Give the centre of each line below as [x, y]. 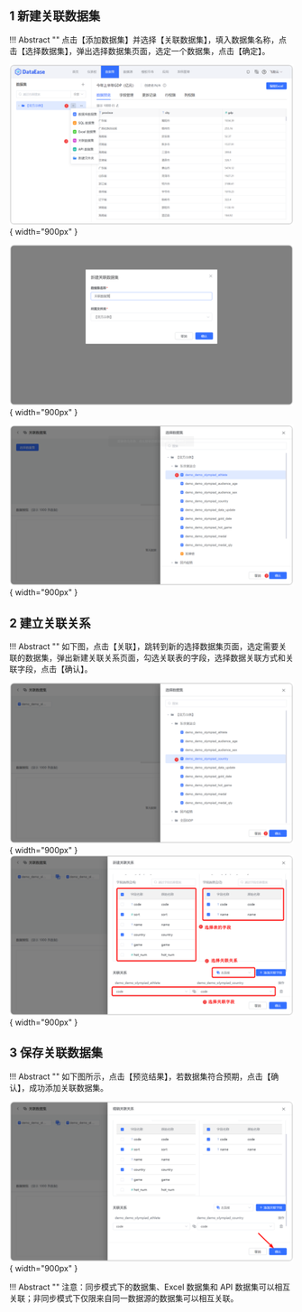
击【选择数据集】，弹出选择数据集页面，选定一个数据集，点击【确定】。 [140, 51]
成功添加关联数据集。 [68, 1087]
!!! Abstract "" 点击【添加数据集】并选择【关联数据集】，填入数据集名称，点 [148, 40]
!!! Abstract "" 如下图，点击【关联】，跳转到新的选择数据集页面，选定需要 [144, 647]
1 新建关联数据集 [55, 16]
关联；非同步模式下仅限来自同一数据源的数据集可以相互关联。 [124, 1298]
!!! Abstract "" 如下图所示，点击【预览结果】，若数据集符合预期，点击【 [140, 1076]
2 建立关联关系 [50, 623]
